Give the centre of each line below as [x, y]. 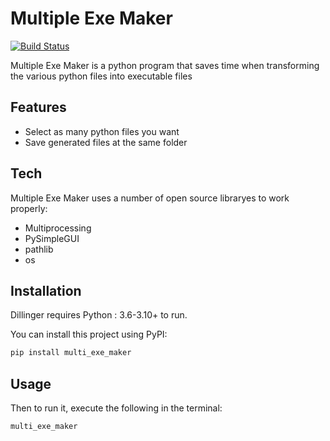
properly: [29, 208]
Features [38, 107]
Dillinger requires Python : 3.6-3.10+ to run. [99, 315]
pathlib [39, 249]
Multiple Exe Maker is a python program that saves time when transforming [165, 65]
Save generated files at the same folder [106, 142]
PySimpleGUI [52, 238]
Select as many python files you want [102, 131]
